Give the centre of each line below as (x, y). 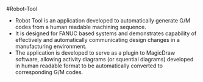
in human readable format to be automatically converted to (89, 66)
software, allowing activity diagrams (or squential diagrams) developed (104, 59)
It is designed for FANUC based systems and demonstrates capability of (106, 33)
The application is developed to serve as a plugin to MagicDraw (95, 53)
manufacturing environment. (51, 46)
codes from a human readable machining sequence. (80, 27)
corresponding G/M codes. (49, 72)
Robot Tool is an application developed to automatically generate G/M (103, 20)
